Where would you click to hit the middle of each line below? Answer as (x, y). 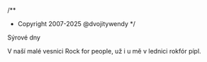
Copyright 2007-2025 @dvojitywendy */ (77, 24)
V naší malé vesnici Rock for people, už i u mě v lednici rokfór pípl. (104, 51)
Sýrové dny (24, 37)
